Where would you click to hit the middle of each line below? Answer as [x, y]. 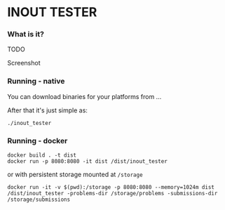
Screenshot [24, 63]
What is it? [26, 34]
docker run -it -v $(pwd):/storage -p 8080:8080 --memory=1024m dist [111, 188]
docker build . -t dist [42, 155]
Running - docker [37, 140]
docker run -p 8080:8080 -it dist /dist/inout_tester [88, 162]
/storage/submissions [39, 200]
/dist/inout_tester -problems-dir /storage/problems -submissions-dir [112, 194]
